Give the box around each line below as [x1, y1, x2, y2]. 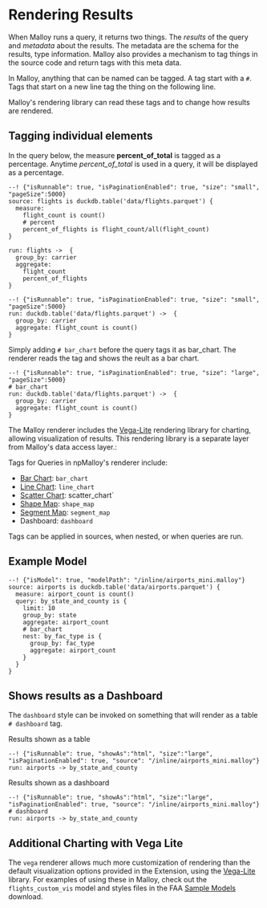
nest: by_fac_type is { [22, 632, 103, 640]
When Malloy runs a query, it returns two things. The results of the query [8, 32, 249, 42]
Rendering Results [8, 6, 134, 24]
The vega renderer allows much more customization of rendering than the [8, 857, 251, 868]
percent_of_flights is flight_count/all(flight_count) [22, 225, 210, 234]
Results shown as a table [8, 735, 91, 744]
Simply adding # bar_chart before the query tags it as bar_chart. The [8, 344, 237, 354]
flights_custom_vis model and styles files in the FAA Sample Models [8, 883, 237, 893]
